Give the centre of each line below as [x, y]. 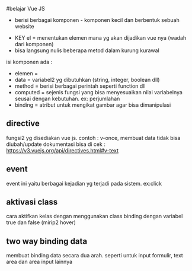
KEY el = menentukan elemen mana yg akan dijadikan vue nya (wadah [100, 38]
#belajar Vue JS [26, 9]
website [24, 26]
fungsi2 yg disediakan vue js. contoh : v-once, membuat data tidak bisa [93, 138]
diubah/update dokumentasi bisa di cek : [56, 144]
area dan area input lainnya [39, 262]
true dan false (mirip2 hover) [41, 222]
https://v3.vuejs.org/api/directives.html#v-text [63, 150]
